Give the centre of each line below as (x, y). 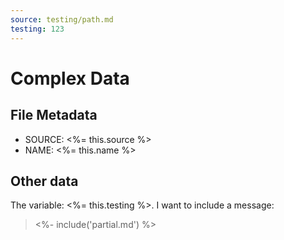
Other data (44, 181)
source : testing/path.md (62, 19)
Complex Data (70, 78)
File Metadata (54, 115)
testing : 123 (37, 29)
